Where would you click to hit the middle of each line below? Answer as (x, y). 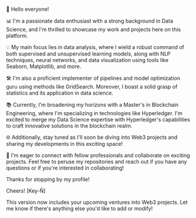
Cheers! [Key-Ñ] (26, 191)
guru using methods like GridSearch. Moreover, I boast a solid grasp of (92, 87)
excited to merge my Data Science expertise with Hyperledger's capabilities (98, 119)
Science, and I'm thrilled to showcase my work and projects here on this (94, 29)
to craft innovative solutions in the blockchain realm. (69, 126)
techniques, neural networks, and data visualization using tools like (87, 60)
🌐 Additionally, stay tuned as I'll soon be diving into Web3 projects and (92, 137)
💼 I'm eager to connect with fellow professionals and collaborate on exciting (98, 155)
